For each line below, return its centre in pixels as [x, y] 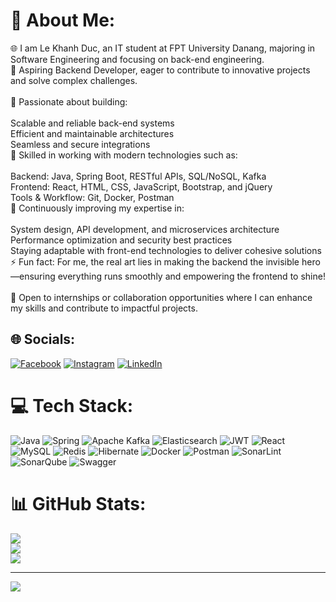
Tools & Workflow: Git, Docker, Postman [92, 197]
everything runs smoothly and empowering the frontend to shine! [191, 276]
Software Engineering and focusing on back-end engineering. [137, 59]
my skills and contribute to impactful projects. [104, 308]
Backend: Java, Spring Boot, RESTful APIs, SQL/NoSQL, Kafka [138, 176]
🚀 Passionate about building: [69, 101]
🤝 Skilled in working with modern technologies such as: [124, 155]
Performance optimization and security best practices [121, 240]
